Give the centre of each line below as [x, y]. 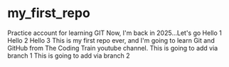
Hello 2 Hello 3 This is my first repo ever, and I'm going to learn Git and [111, 40]
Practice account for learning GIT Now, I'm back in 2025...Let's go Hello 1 [114, 33]
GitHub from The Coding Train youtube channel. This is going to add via [113, 48]
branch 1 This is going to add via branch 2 [69, 56]
